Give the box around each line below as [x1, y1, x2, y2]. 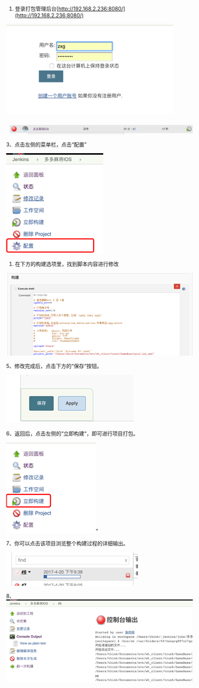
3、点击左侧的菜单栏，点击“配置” [6, 141, 87, 148]
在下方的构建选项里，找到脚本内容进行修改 [14, 261, 119, 268]
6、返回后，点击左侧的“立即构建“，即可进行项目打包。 [6, 430, 139, 437]
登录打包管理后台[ [14, 5, 59, 12]
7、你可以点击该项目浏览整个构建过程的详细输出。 [6, 540, 129, 547]
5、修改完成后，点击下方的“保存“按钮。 [6, 362, 102, 369]
